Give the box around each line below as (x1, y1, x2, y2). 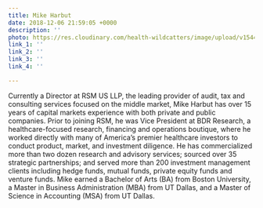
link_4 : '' (8, 63, 44, 71)
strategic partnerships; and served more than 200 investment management (8, 158, 250, 167)
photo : (8, 33, 30, 42)
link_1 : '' (8, 41, 44, 49)
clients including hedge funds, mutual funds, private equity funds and (8, 166, 232, 175)
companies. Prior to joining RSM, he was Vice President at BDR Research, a (8, 115, 251, 126)
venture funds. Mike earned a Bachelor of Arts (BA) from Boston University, (8, 174, 252, 184)
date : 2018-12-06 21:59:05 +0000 (8, 19, 117, 27)
